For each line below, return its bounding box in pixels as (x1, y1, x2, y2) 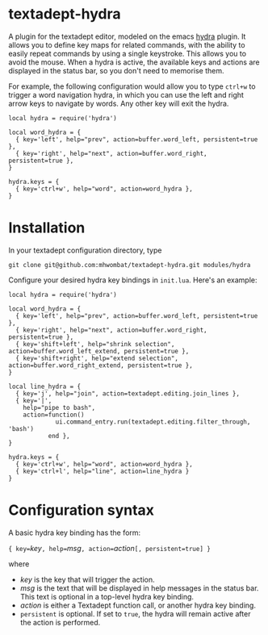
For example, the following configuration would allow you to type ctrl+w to (8, 81, 256, 91)
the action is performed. (19, 617, 101, 627)
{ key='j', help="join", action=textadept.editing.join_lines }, (15, 389, 241, 398)
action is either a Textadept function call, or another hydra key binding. (19, 600, 257, 610)
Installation (8, 219, 86, 237)
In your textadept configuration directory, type (8, 245, 162, 255)
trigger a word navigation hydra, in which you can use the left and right (8, 90, 245, 99)
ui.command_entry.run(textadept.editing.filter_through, (55, 417, 251, 426)
